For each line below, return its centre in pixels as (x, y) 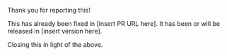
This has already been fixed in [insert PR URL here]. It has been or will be (114, 23)
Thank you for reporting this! (49, 10)
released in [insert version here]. (55, 31)
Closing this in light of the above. (55, 44)
